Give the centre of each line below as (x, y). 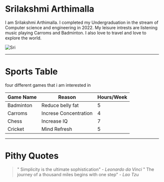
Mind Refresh (57, 129)
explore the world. (23, 38)
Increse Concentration (67, 113)
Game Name (22, 97)
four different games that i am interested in (48, 85)
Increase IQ (55, 121)
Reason (67, 97)
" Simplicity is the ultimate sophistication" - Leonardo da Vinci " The (86, 169)
